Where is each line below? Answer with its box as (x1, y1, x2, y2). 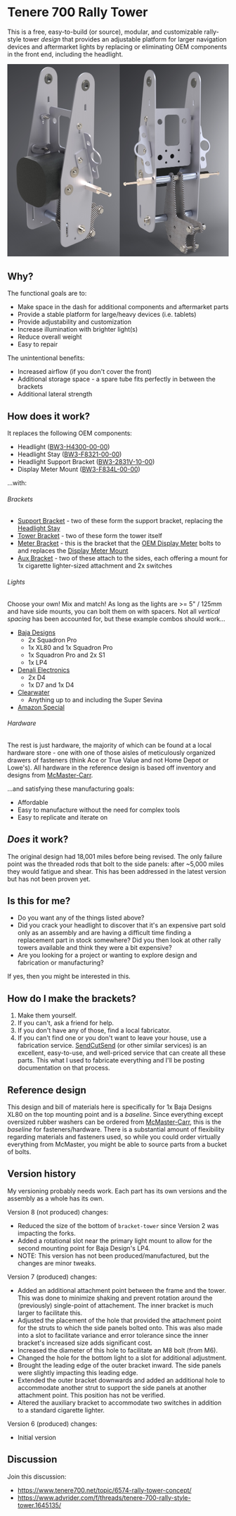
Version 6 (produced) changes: (7, 1420, 98, 1428)
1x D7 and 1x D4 (27, 680, 74, 689)
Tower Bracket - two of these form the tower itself (17, 532, 163, 540)
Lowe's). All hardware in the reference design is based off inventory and (7, 763, 216, 772)
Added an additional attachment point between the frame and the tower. (17, 1286, 227, 1294)
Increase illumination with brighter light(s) (17, 325, 138, 334)
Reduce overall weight (17, 332, 82, 342)
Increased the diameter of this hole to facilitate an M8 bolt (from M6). (17, 1346, 218, 1354)
